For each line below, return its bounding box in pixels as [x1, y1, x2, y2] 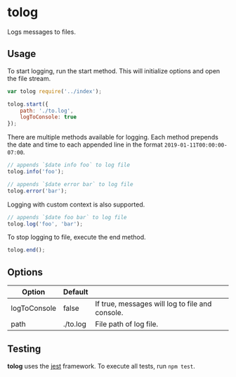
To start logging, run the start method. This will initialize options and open [7, 66, 221, 75]
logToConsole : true [20, 113, 77, 120]
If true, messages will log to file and [94, 299, 212, 309]
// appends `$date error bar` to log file [7, 180, 133, 187]
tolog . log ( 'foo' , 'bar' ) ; [7, 220, 83, 228]
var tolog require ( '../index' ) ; [7, 87, 102, 95]
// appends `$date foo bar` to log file [7, 214, 128, 221]
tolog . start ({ [7, 100, 49, 108]
